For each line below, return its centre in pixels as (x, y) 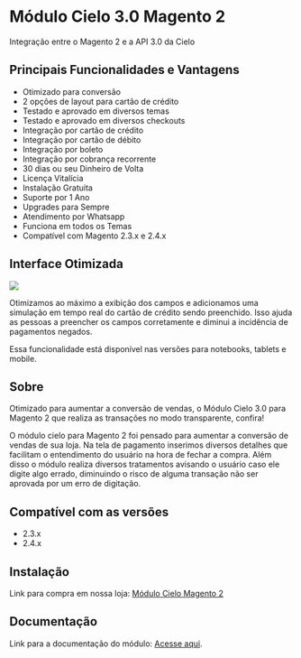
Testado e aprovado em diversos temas (96, 111)
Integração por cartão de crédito (83, 130)
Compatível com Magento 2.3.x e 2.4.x (94, 236)
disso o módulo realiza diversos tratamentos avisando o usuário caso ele (145, 464)
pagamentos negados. (51, 331)
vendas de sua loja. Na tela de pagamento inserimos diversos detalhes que (149, 445)
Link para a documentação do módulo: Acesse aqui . (106, 644)
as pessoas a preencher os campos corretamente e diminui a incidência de (149, 321)
